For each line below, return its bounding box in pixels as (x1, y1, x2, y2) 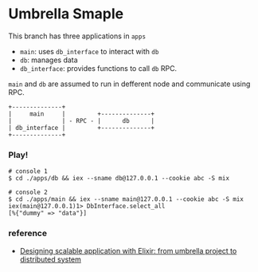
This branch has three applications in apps (8, 31, 146, 41)
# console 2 (8, 188, 48, 196)
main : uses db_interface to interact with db (19, 46, 159, 56)
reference (8, 228, 48, 239)
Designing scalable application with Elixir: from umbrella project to (19, 246, 237, 255)
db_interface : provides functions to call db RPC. (19, 63, 178, 73)
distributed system (19, 254, 82, 264)
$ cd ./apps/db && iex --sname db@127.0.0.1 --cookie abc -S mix (8, 175, 229, 183)
